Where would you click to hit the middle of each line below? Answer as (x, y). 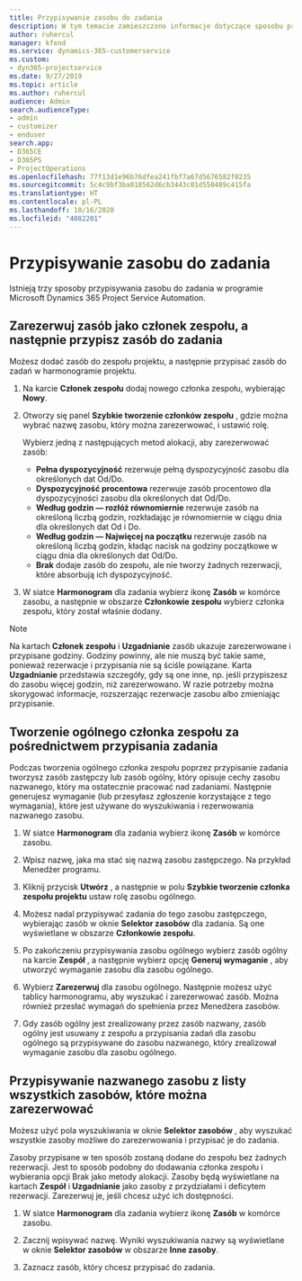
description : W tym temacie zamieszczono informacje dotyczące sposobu (146, 26)
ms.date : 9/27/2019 (46, 77)
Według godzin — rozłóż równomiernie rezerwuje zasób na (147, 508)
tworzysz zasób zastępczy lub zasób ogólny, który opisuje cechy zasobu (145, 777)
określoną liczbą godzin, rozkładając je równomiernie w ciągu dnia (159, 518)
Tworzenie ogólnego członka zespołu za (124, 731)
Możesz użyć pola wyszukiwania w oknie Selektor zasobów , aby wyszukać (151, 1130)
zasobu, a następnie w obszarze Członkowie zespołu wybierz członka (153, 602)
